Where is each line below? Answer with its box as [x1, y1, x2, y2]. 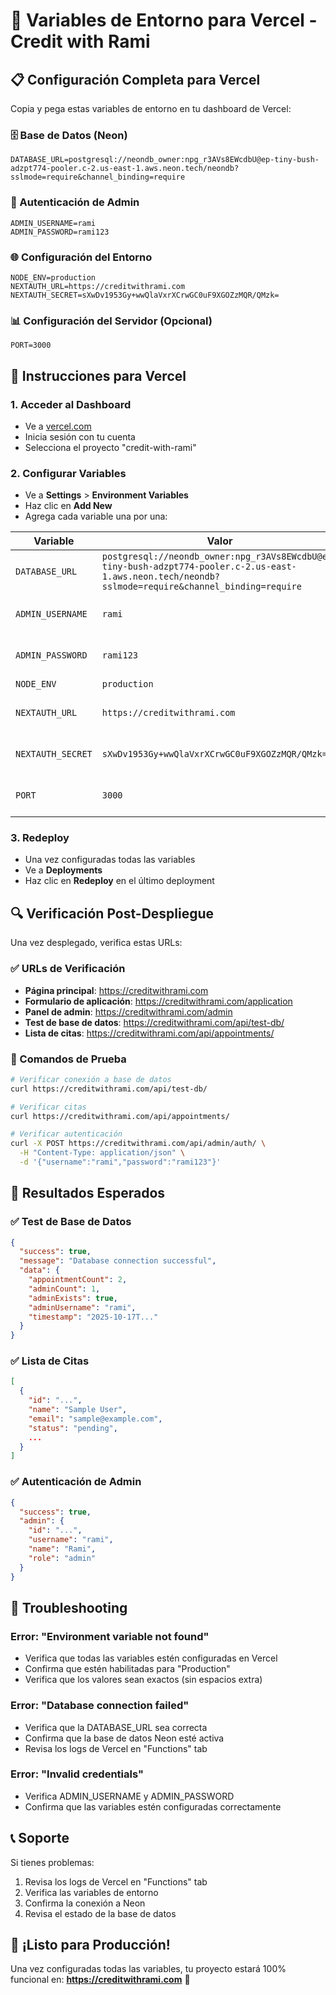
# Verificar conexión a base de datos [10, 1074, 172, 1084]
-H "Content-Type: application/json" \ [19, 1148, 186, 1158]
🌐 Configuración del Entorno [10, 250, 153, 264]
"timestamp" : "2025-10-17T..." [28, 1312, 159, 1322]
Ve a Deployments [24, 864, 103, 876]
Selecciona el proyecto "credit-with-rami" [24, 441, 197, 453]
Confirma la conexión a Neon [24, 1897, 146, 1909]
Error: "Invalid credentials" [10, 1767, 145, 1781]
